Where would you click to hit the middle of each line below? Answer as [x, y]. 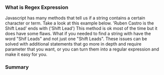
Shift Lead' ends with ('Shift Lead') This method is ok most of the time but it [81, 28]
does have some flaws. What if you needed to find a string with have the [78, 34]
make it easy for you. [26, 54]
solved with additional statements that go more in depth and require [73, 44]
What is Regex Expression [37, 7]
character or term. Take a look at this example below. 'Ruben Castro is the [80, 23]
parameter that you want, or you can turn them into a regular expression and [82, 49]
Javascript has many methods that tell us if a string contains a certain [75, 18]
